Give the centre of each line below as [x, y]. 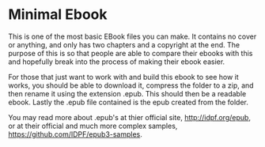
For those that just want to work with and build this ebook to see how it [123, 77]
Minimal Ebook [58, 15]
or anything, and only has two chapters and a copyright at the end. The [124, 44]
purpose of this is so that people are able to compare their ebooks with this [131, 53]
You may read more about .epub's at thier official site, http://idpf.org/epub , [130, 117]
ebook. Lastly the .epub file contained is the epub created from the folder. [129, 102]
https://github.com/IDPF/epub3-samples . [75, 134]
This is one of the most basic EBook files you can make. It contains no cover [132, 36]
